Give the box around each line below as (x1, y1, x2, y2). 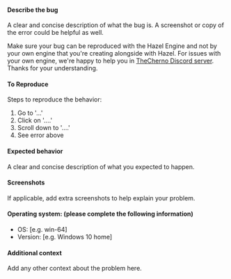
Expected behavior (7, 147, 63, 155)
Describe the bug (7, 6, 58, 14)
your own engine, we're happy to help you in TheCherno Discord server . (7, 56, 214, 65)
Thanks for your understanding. (7, 64, 98, 72)
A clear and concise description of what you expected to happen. (7, 162, 195, 170)
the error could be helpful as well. (7, 29, 104, 37)
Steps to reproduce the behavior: (7, 95, 102, 104)
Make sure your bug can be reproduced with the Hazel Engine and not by (7, 42, 218, 50)
